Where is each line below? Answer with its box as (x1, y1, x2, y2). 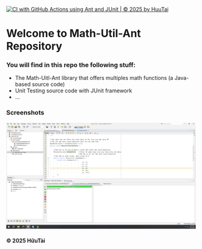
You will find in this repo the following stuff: (6, 61, 136, 69)
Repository (6, 40, 63, 53)
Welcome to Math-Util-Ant (6, 27, 141, 40)
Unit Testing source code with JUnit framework (14, 87, 132, 94)
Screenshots (6, 109, 44, 117)
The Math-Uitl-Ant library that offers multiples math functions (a (14, 74, 173, 82)
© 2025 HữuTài (6, 237, 46, 244)
